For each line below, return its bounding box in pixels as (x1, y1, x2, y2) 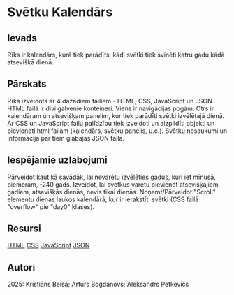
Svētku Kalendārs (7, 4, 113, 20)
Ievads (7, 32, 37, 44)
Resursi (7, 223, 41, 235)
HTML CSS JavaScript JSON (7, 241, 90, 250)
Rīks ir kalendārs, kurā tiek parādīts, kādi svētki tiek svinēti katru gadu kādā (7, 50, 225, 59)
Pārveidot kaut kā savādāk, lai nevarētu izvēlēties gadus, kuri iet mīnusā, (7, 173, 217, 181)
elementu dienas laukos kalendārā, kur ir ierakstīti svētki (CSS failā (7, 195, 199, 203)
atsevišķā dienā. (7, 58, 54, 66)
